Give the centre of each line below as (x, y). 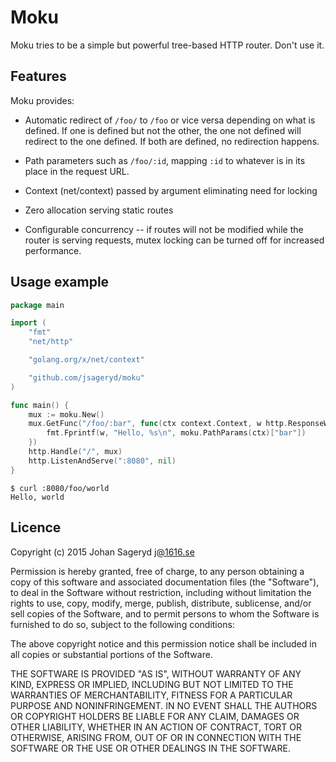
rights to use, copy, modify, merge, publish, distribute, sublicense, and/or (161, 603)
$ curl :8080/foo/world (60, 488)
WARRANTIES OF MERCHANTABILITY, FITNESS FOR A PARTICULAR (151, 695)
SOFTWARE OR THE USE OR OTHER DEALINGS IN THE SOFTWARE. (150, 748)
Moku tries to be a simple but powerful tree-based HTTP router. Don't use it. (167, 45)
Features (38, 76)
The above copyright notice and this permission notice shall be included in (163, 643)
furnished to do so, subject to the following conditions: (122, 624)
